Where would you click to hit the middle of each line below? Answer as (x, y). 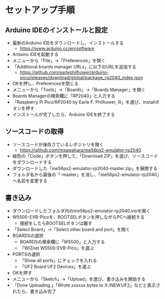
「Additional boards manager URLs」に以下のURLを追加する (74, 67)
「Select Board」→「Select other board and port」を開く (71, 229)
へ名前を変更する (30, 180)
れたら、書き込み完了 (34, 291)
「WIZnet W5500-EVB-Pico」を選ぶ (57, 248)
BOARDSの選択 (28, 236)
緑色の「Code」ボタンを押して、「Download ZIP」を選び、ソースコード (85, 156)
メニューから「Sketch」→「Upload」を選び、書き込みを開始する (79, 279)
